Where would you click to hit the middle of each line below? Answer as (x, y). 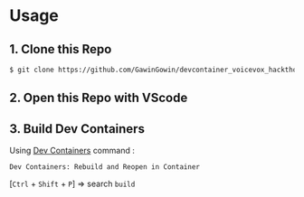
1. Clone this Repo (61, 49)
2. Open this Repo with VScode (99, 98)
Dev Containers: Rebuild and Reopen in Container (105, 167)
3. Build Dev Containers (77, 129)
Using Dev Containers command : (72, 151)
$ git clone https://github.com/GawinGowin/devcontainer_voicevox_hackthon (155, 70)
